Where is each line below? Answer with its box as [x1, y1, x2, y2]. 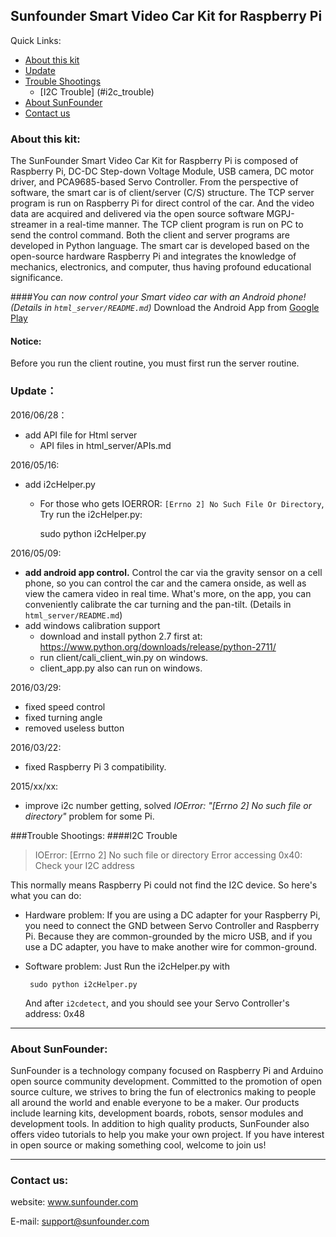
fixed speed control [24, 700, 106, 713]
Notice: [10, 335, 42, 347]
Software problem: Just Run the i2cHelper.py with [24, 960, 230, 972]
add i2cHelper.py [24, 478, 96, 490]
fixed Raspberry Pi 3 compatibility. [24, 760, 167, 773]
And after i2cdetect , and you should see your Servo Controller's [24, 997, 290, 1009]
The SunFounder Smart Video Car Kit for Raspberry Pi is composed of [10, 155, 299, 167]
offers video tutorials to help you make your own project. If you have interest [10, 1128, 325, 1140]
